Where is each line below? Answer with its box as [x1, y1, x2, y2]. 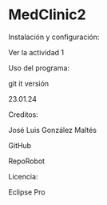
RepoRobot [8, 156, 46, 166]
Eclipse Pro [8, 187, 46, 197]
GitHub [8, 140, 32, 150]
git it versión [8, 78, 50, 88]
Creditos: [8, 110, 38, 119]
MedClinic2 [8, 6, 86, 24]
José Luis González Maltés [8, 125, 97, 135]
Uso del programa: [8, 62, 70, 73]
